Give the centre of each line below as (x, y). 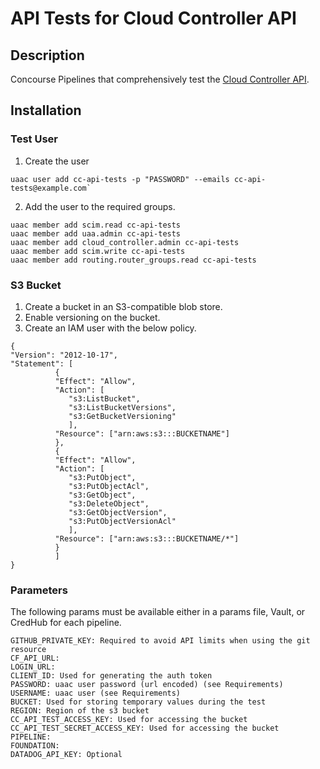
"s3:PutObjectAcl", (109, 486)
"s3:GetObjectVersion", (118, 512)
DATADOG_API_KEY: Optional (66, 755)
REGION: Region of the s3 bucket (80, 711)
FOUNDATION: (35, 746)
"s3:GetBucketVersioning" (122, 416)
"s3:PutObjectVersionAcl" (122, 521)
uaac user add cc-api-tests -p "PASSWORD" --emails (120, 179)
